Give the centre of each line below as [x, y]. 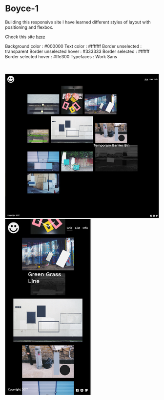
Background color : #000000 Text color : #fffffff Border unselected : [73, 46]
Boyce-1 [22, 9]
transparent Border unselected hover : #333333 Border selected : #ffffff [77, 51]
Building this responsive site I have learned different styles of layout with [78, 22]
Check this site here [25, 37]
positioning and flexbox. [29, 27]
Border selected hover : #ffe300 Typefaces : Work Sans [61, 56]
